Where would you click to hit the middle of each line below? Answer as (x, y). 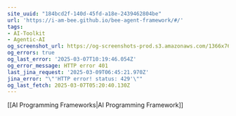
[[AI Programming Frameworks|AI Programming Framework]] (96, 105)
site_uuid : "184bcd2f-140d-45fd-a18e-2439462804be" (84, 14)
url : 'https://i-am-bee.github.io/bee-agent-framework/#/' (96, 20)
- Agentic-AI (26, 40)
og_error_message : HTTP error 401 (58, 66)
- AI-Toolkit (26, 33)
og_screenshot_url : (36, 46)
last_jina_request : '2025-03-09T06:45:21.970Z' (78, 72)
